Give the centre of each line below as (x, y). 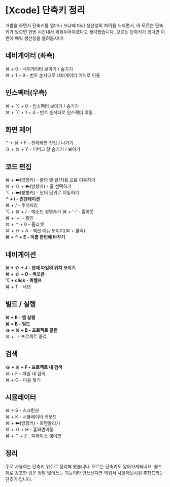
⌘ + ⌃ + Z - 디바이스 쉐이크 (33, 436)
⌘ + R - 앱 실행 (20, 317)
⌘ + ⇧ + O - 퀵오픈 (25, 274)
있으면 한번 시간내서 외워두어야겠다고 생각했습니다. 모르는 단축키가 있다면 (87, 31)
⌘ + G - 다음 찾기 (23, 380)
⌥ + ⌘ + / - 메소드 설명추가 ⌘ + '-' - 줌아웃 (49, 212)
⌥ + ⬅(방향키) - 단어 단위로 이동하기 (42, 193)
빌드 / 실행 (21, 304)
